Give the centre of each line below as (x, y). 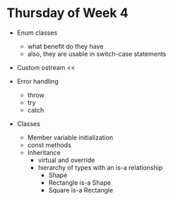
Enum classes (37, 33)
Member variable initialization (70, 137)
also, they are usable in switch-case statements (97, 54)
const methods (49, 145)
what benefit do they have (65, 46)
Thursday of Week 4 (67, 13)
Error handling (37, 81)
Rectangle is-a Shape (79, 183)
